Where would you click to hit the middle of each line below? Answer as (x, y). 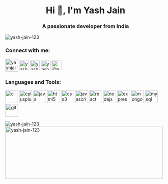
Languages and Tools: (33, 82)
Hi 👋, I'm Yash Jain (86, 10)
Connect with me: (28, 50)
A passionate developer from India (86, 26)
